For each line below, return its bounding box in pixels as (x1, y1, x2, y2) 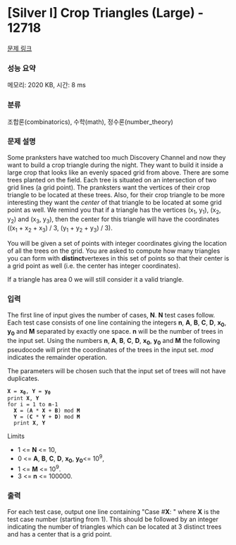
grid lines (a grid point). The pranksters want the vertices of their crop (7, 183, 211, 192)
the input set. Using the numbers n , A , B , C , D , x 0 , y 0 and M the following (7, 337, 221, 346)
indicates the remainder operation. (7, 353, 108, 361)
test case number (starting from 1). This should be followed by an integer (7, 515, 218, 523)
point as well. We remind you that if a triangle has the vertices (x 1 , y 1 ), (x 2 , (7, 206, 221, 215)
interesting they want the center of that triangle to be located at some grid (7, 198, 222, 206)
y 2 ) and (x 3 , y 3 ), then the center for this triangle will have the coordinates (7, 215, 220, 225)
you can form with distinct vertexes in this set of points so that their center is (7, 254, 230, 263)
